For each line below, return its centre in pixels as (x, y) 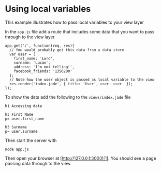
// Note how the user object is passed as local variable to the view (82, 79)
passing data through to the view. (38, 163)
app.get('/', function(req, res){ (40, 46)
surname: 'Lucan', (32, 62)
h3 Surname (16, 127)
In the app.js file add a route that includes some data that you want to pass (80, 31)
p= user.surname (21, 131)
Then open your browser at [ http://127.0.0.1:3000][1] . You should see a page (80, 158)
